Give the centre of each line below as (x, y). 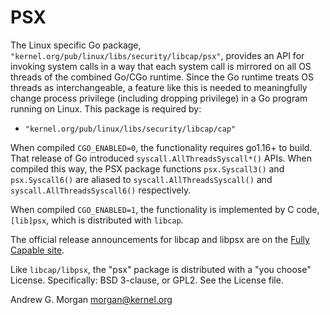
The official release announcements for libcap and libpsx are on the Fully (160, 239)
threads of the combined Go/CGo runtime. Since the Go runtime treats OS (162, 77)
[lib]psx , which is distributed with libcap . (97, 220)
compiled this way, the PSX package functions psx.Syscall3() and (147, 168)
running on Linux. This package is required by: (106, 108)
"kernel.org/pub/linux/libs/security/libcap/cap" (130, 129)
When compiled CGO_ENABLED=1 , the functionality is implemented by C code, (165, 209)
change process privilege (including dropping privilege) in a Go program (159, 98)
